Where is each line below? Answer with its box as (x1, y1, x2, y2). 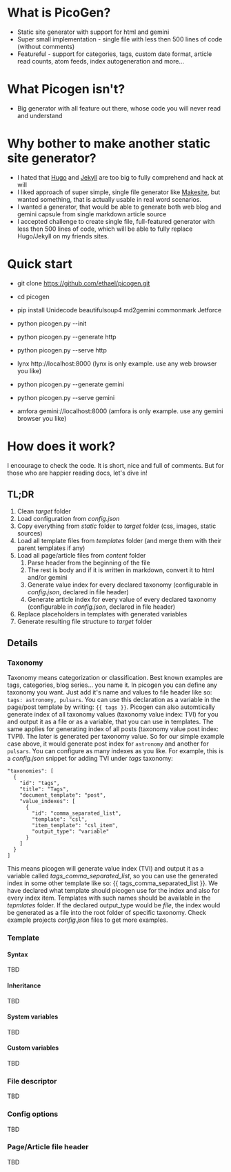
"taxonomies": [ (7, 768, 54, 775)
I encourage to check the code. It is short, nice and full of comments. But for (7, 461, 224, 469)
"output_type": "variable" (32, 828, 110, 835)
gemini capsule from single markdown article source (17, 209, 167, 218)
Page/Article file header (7, 1142, 89, 1152)
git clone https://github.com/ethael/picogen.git (17, 278, 150, 287)
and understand (17, 111, 63, 120)
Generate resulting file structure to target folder (17, 617, 152, 625)
